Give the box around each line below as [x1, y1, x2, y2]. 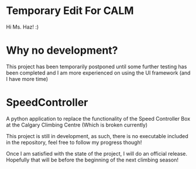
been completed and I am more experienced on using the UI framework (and [6, 69, 191, 76]
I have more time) [6, 75, 49, 82]
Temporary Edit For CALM [6, 4, 134, 17]
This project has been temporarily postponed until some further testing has [6, 63, 187, 70]
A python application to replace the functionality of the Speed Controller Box [6, 115, 191, 122]
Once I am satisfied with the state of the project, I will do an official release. [6, 150, 188, 157]
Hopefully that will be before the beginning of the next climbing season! [6, 156, 179, 163]
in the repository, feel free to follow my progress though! [6, 139, 142, 146]
